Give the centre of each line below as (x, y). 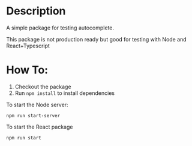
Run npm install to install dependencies (65, 93)
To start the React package (40, 127)
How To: (27, 70)
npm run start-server (33, 115)
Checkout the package (43, 87)
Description (36, 11)
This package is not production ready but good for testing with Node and (97, 39)
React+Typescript (28, 46)
